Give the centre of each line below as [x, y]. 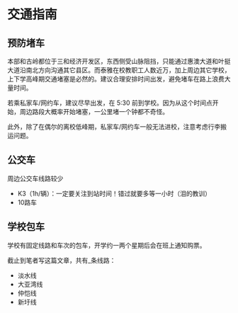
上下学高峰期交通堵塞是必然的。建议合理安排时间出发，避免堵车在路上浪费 [116, 79]
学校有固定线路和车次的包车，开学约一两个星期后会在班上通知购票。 [107, 245]
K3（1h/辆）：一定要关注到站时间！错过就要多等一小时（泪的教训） [114, 193]
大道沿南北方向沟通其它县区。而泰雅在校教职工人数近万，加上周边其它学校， [119, 70]
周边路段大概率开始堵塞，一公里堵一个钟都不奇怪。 [94, 112]
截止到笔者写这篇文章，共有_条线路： [62, 260]
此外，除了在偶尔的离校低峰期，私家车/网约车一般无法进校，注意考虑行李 [114, 127]
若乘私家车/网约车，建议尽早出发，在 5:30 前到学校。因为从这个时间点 [110, 103]
